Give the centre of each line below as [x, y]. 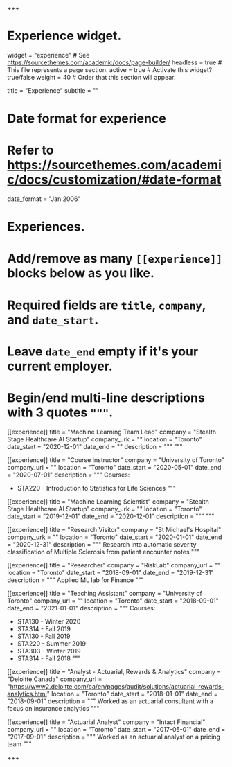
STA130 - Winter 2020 [49, 621]
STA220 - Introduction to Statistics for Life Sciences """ [97, 488]
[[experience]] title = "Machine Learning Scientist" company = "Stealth [108, 501]
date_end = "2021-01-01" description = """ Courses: [81, 608]
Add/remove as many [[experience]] [115, 259]
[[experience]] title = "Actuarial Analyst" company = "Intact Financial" [106, 722]
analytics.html [27, 694]
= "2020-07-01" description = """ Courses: [69, 475]
